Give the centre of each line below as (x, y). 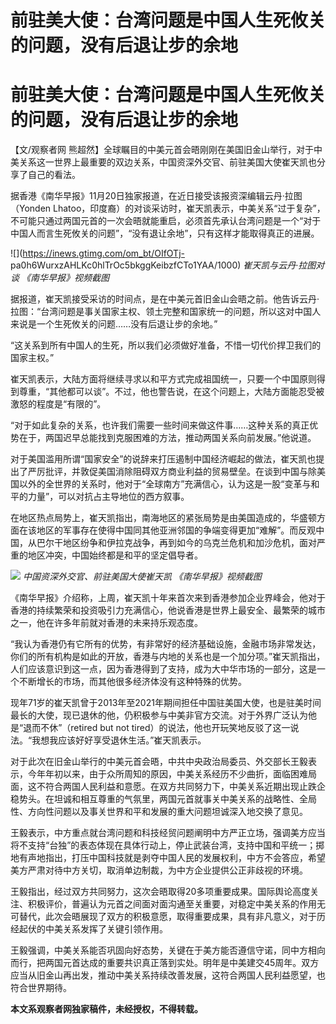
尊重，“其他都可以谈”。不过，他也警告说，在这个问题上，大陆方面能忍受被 (171, 392)
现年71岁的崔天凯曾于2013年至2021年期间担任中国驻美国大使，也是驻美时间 (166, 703)
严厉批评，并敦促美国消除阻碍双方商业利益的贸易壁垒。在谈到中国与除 (172, 472)
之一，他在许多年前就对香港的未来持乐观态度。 (106, 623)
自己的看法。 (54, 175)
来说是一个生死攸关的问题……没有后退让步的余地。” (114, 324)
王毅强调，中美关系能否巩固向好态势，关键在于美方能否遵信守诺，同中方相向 (168, 950)
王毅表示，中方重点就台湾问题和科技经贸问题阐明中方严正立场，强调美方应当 (168, 833)
